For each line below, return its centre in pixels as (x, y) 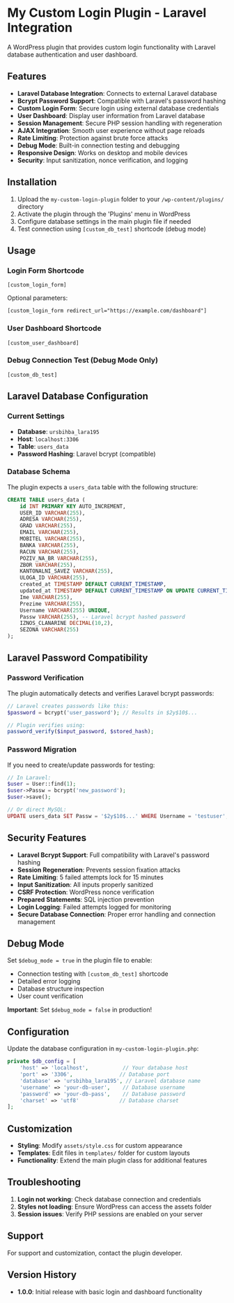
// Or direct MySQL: (37, 810)
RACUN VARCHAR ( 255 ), (49, 552)
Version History (42, 1275)
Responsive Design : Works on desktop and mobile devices (102, 152)
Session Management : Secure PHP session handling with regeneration (119, 123)
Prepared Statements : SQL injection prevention (86, 899)
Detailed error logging (49, 981)
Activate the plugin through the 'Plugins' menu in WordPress (104, 214)
